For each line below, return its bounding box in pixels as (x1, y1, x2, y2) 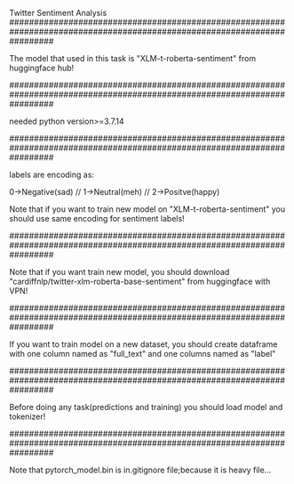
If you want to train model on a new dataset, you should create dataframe (9, 339, 278, 350)
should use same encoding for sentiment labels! (9, 214, 185, 223)
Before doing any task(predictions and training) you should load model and (9, 402, 283, 412)
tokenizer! (9, 411, 46, 422)
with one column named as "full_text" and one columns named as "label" (9, 349, 276, 359)
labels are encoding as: (9, 169, 95, 180)
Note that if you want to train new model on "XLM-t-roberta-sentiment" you (9, 204, 286, 214)
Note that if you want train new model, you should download (9, 267, 230, 277)
